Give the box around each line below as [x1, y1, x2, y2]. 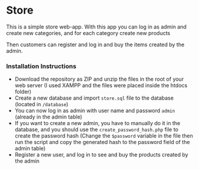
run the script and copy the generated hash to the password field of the [14, 139, 190, 146]
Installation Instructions [6, 62, 77, 70]
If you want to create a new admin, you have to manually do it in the [14, 120, 181, 127]
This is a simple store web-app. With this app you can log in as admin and [6, 23, 187, 30]
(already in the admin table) [14, 113, 83, 120]
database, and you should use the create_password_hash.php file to [14, 126, 179, 133]
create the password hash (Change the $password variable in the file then [14, 132, 193, 139]
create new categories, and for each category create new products [6, 29, 170, 36]
